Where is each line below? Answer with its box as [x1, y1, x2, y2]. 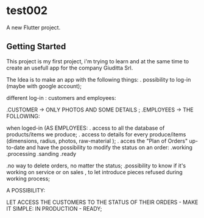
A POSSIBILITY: [6, 186, 46, 194]
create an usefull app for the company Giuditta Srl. [6, 64, 133, 71]
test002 [6, 4, 47, 18]
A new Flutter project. [6, 24, 61, 31]
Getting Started [6, 41, 66, 52]
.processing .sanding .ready [6, 150, 77, 157]
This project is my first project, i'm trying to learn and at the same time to [6, 57, 189, 65]
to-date [6, 144, 26, 151]
